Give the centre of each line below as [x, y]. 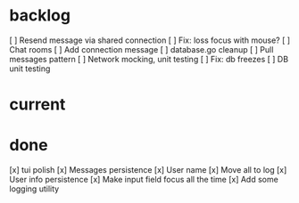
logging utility [34, 189]
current [37, 105]
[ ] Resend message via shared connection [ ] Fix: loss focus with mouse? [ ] [150, 40]
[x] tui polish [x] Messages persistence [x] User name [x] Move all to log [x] [148, 170]
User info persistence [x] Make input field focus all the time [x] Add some [144, 180]
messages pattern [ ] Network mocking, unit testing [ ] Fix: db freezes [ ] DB [149, 59]
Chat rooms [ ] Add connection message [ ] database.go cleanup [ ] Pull [141, 49]
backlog [40, 16]
